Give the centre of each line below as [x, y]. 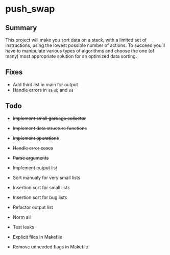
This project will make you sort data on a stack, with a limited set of [76, 40]
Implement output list [35, 168]
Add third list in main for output [45, 84]
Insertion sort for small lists [41, 187]
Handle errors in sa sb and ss [43, 90]
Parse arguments [31, 158]
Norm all [22, 217]
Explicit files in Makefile [38, 237]
